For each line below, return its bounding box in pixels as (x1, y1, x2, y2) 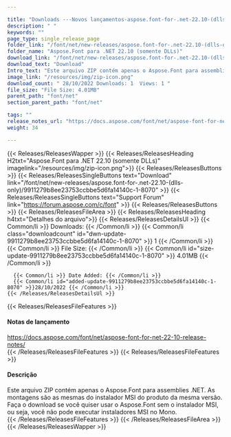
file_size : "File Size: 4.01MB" (7, 87, 100, 93)
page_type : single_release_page (7, 35, 100, 42)
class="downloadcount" (7, 229, 76, 238)
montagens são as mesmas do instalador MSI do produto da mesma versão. (7, 393, 223, 402)
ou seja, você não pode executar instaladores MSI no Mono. (7, 408, 177, 416)
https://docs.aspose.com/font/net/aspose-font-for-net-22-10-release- (7, 333, 207, 341)
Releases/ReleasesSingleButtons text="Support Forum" (7, 193, 165, 201)
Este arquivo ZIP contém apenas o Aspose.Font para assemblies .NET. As (7, 386, 215, 394)
